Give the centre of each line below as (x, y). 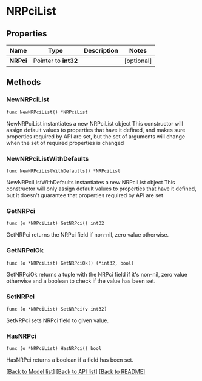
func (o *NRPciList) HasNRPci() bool (54, 349)
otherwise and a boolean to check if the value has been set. (81, 281)
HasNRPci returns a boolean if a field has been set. (70, 360)
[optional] (138, 61)
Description (101, 51)
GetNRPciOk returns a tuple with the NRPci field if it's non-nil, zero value (97, 274)
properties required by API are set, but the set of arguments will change (96, 136)
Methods (24, 82)
